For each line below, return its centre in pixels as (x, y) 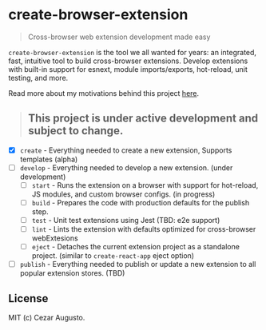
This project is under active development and (143, 119)
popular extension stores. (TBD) (72, 273)
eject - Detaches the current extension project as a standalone (135, 247)
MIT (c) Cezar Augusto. (47, 318)
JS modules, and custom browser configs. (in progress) (123, 194)
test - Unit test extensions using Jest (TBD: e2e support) (126, 220)
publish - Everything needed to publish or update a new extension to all (138, 264)
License (28, 298)
